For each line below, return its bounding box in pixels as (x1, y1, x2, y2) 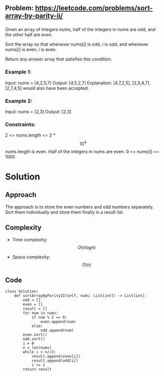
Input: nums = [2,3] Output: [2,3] (5, 108, 72, 114)
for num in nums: (23, 311, 58, 316)
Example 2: (5, 97, 33, 104)
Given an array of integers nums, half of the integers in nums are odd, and (5, 27, 156, 33)
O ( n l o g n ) (77, 244, 96, 250)
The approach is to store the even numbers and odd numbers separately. (5, 204, 154, 210)
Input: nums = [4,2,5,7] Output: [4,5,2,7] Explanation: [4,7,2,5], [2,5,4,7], (5, 80, 151, 86)
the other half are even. (5, 32, 53, 38)
